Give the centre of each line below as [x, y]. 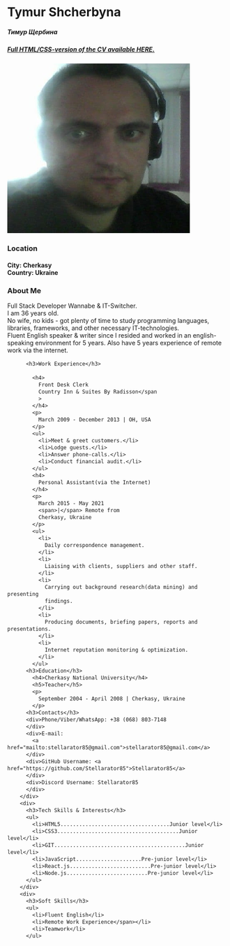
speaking [21, 343]
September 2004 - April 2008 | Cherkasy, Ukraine [112, 699]
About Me [24, 290]
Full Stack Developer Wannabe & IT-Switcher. [72, 306]
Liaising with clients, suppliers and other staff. [121, 566]
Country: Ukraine [33, 273]
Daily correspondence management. [94, 546]
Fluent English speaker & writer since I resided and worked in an [99, 336]
